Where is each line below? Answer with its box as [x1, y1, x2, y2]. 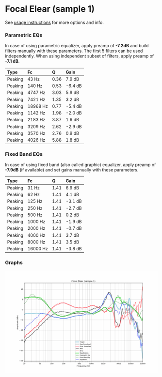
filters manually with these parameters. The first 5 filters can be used [5, 48, 143, 54]
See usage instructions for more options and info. [5, 19, 104, 25]
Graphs [5, 259, 23, 266]
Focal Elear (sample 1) [5, 3, 95, 15]
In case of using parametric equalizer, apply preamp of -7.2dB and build [5, 43, 149, 49]
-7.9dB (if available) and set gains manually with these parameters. [5, 167, 139, 173]
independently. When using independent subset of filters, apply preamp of [5, 53, 154, 59]
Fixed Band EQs [5, 151, 43, 157]
